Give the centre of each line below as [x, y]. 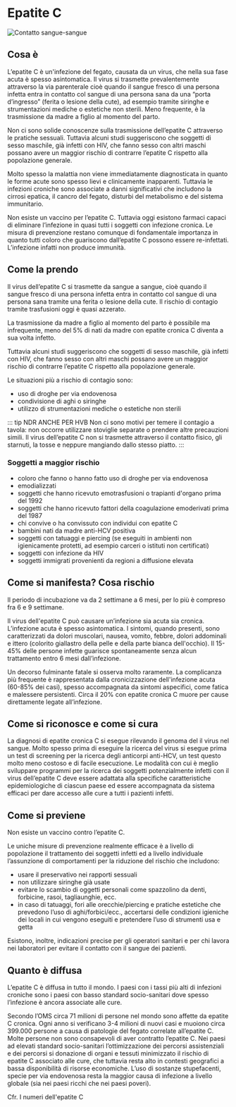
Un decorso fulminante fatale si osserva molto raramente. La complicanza [114, 672]
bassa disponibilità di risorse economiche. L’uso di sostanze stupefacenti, [114, 1068]
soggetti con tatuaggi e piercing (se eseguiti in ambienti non [105, 538]
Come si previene [46, 815]
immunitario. [25, 204]
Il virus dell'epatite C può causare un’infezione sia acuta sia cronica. [106, 621]
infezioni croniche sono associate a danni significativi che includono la [110, 189]
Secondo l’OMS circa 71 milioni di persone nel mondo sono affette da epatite [118, 1016]
